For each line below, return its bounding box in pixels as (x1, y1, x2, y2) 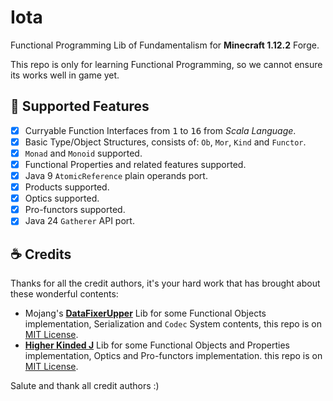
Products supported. (24, 181, 110, 193)
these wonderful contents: (10, 288, 119, 300)
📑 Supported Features (10, 98, 150, 115)
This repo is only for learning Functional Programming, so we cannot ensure (10, 58, 323, 70)
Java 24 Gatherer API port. (24, 215, 135, 227)
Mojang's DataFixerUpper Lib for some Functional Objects (24, 307, 267, 320)
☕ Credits (10, 246, 72, 263)
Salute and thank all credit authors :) (10, 380, 160, 392)
